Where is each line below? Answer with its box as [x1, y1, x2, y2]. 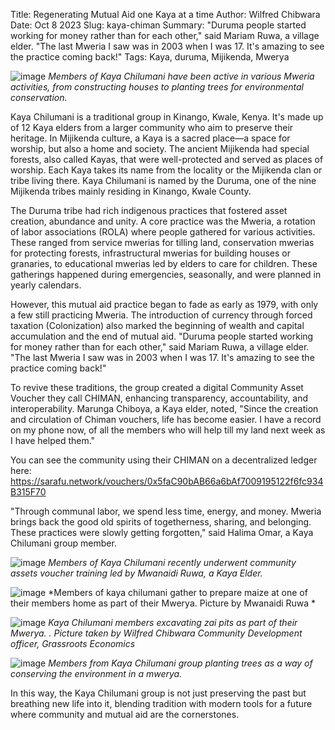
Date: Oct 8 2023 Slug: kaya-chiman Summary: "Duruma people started [10, 19, 307, 31]
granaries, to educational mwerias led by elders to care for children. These [10, 258, 318, 269]
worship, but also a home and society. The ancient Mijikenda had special [10, 143, 310, 154]
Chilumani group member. [10, 537, 117, 549]
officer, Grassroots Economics [10, 638, 136, 649]
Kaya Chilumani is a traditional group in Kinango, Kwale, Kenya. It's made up [10, 111, 324, 123]
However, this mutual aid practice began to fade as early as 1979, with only [10, 299, 319, 310]
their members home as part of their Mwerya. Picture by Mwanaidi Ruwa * [10, 597, 317, 609]
